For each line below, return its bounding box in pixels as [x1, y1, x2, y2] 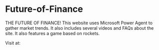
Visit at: [5, 40, 21, 46]
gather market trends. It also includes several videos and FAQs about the [5, 25, 154, 31]
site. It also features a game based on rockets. [5, 30, 100, 36]
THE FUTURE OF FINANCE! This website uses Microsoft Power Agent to [5, 20, 153, 26]
